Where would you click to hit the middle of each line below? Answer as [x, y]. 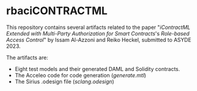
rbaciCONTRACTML [57, 11]
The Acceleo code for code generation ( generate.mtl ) [80, 75]
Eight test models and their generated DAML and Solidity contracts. [97, 69]
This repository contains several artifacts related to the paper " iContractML [98, 27]
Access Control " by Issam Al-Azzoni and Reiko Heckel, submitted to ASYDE [99, 40]
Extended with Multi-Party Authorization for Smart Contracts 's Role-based [98, 33]
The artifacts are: [27, 57]
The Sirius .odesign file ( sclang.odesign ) [64, 82]
